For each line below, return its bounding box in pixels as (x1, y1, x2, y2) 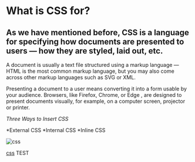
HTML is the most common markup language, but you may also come (6, 67, 174, 75)
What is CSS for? (6, 4, 90, 18)
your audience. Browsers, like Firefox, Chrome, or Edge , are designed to (6, 92, 182, 98)
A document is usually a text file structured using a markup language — (6, 62, 179, 68)
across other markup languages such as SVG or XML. (6, 74, 136, 80)
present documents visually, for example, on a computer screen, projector (6, 98, 186, 104)
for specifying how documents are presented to (6, 36, 184, 46)
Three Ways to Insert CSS (6, 116, 69, 122)
